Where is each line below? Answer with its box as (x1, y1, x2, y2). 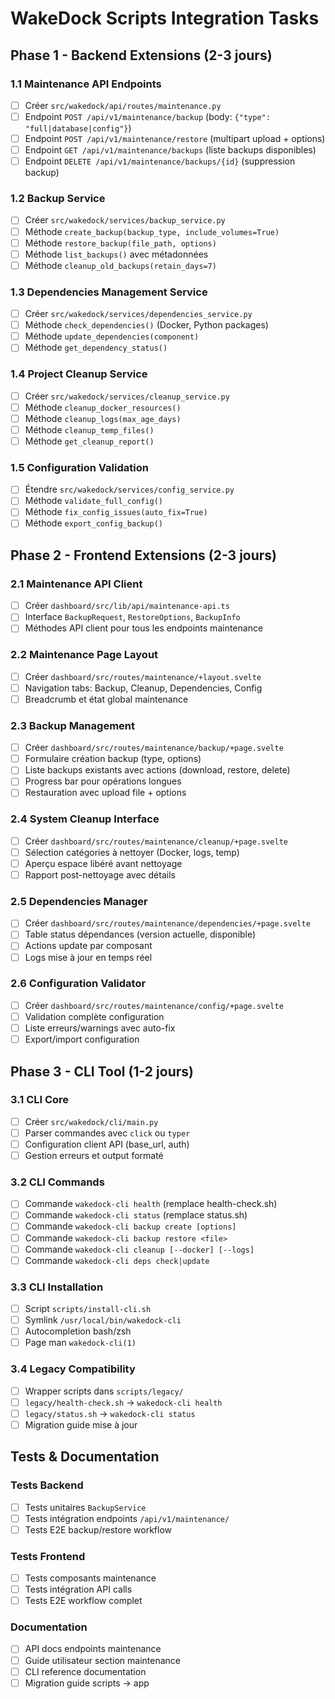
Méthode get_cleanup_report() (24, 435, 155, 447)
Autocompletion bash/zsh (24, 1325, 132, 1337)
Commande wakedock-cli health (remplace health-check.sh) (24, 1198, 278, 1210)
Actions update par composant (24, 940, 153, 952)
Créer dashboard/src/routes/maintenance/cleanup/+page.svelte (24, 835, 288, 847)
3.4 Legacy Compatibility (10, 1362, 136, 1376)
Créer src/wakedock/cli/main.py (24, 1115, 159, 1127)
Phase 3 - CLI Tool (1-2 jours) (10, 1063, 194, 1080)
